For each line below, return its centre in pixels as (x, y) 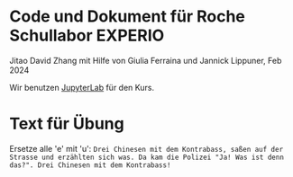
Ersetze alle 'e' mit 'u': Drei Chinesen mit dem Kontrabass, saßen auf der (146, 148)
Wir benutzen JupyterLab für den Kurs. (82, 87)
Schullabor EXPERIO (87, 35)
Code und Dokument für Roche (128, 17)
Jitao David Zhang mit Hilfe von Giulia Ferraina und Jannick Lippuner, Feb (146, 60)
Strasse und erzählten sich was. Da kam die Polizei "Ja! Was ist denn (146, 157)
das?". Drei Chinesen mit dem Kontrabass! (90, 165)
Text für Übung (67, 124)
